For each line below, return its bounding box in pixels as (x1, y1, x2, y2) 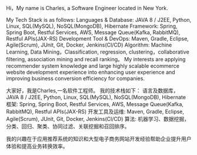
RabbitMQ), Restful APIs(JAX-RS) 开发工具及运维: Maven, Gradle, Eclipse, (6, 108, 184, 115)
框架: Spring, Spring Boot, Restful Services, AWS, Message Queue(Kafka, (6, 101, 184, 107)
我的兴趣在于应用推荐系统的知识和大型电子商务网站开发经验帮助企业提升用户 (6, 136, 192, 142)
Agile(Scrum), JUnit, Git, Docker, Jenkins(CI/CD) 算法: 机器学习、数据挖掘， (6, 116, 190, 122)
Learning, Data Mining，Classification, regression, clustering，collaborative (6, 48, 189, 55)
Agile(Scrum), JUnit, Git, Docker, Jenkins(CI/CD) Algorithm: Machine (6, 41, 172, 48)
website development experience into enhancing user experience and (6, 69, 175, 75)
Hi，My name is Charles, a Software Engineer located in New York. (6, 5, 169, 11)
